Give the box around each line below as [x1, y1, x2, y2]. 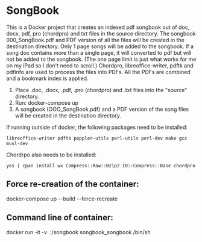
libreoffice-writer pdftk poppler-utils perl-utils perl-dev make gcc [6, 135, 188, 141]
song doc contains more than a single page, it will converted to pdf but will [6, 49, 192, 56]
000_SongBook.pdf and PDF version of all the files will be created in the [6, 36, 185, 43]
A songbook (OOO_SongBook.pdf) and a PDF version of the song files [14, 105, 189, 113]
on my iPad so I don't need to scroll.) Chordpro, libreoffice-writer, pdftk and [6, 61, 194, 69]
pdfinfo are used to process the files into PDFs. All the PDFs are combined [6, 68, 191, 75]
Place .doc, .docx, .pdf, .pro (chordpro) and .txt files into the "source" [14, 86, 188, 93]
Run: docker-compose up [14, 99, 78, 106]
